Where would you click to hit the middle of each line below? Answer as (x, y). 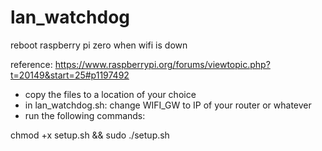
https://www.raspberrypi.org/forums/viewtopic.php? (162, 64)
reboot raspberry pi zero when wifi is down (99, 45)
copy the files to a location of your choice (110, 94)
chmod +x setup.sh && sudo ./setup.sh (90, 135)
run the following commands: (85, 115)
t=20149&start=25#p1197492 (70, 75)
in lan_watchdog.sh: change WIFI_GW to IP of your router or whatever (168, 105)
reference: (31, 64)
